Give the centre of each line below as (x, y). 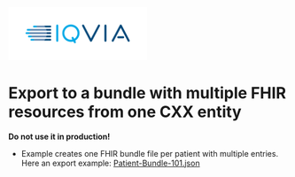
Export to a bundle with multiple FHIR (147, 92)
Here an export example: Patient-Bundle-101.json (110, 163)
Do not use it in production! (59, 136)
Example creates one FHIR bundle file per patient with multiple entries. (150, 153)
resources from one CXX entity (125, 112)
